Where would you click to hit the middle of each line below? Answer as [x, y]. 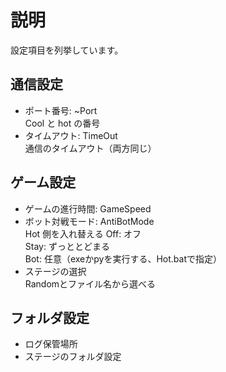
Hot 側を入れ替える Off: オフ [83, 233]
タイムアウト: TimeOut [71, 135]
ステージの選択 [55, 271]
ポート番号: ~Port [61, 110]
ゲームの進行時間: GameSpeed [88, 208]
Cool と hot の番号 [62, 123]
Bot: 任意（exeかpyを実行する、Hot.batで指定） [123, 258]
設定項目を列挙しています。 [67, 50]
